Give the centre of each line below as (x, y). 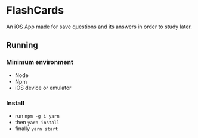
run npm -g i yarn (37, 115)
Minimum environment (40, 62)
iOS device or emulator (43, 88)
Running (22, 45)
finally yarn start (36, 129)
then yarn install (37, 122)
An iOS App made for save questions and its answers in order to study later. (99, 27)
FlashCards (35, 10)
